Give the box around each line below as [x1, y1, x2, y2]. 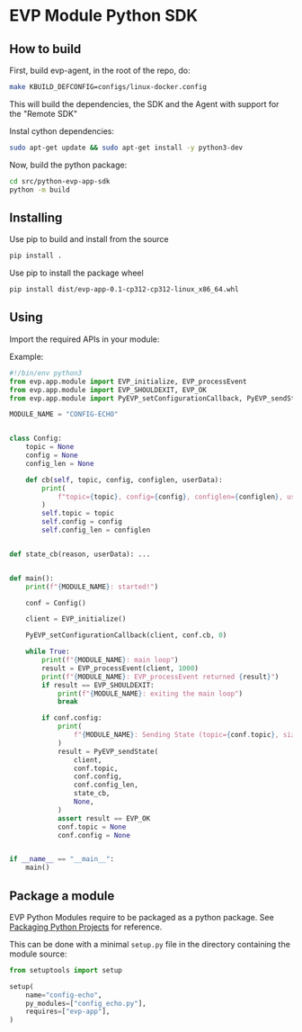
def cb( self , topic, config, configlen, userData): [25, 475, 223, 484]
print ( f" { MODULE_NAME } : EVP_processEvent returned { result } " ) [41, 672, 280, 681]
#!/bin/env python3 [9, 368, 83, 378]
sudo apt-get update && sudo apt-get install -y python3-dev [9, 143, 244, 152]
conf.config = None [57, 830, 130, 839]
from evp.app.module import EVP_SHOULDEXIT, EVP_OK [9, 385, 207, 394]
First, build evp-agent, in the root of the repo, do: [9, 65, 191, 76]
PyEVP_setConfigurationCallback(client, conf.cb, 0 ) [25, 631, 227, 640]
